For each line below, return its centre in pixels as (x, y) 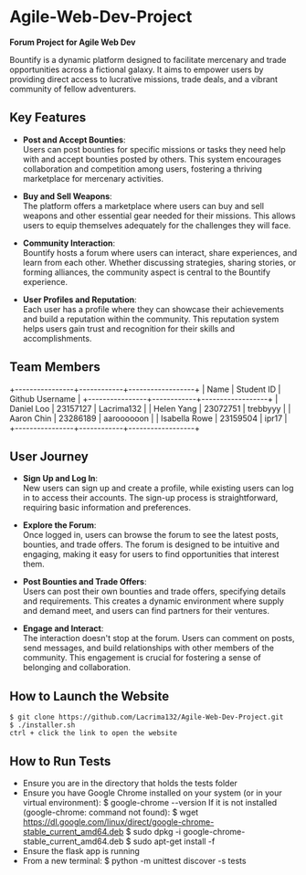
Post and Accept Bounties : (74, 140)
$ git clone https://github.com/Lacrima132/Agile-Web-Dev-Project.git (147, 717)
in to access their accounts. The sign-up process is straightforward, (150, 498)
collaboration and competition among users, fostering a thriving (142, 169)
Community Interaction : (69, 243)
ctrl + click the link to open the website (94, 733)
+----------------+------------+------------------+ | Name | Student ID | (145, 389)
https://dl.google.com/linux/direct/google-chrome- (118, 822)
